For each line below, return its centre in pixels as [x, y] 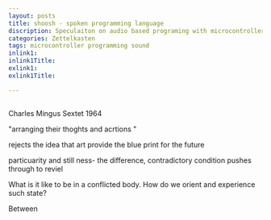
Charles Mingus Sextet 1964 [55, 114]
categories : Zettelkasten [52, 38]
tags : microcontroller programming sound [79, 46]
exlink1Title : [32, 76]
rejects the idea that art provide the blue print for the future [106, 145]
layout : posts [32, 16]
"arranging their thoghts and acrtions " [73, 129]
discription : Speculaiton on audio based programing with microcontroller [137, 31]
